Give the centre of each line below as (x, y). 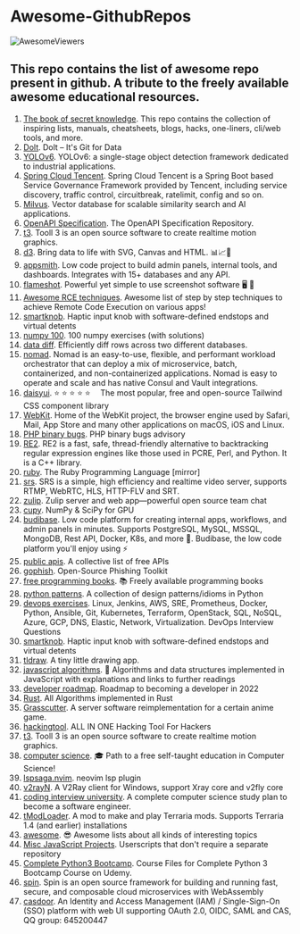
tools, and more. (53, 138)
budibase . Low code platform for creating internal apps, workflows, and (155, 519)
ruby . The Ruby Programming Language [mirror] (112, 471)
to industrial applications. (69, 166)
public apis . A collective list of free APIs (96, 561)
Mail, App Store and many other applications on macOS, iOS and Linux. (154, 424)
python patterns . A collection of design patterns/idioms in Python (143, 593)
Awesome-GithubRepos (100, 17)
